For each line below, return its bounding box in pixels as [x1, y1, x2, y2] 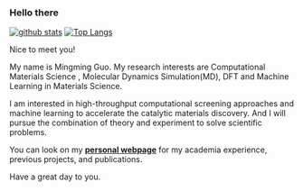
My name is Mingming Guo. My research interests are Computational [9, 61, 266, 73]
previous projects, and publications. [9, 154, 143, 165]
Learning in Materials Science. [9, 81, 123, 92]
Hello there [9, 6, 59, 19]
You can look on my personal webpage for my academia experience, [9, 144, 268, 155]
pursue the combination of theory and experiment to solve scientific [9, 117, 262, 128]
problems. [9, 127, 47, 138]
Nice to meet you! [9, 44, 76, 55]
